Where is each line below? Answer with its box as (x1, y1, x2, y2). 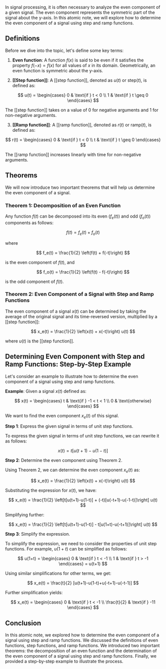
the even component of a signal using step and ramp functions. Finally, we (5, 653, 157, 659)
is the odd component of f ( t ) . (5, 279, 64, 284)
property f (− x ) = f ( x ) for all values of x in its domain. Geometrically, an (12, 62, 156, 68)
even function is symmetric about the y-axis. (12, 67, 103, 73)
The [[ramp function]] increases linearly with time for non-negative (5, 151, 142, 158)
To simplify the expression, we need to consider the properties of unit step (5, 541, 157, 547)
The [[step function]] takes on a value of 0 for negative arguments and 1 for (5, 107, 159, 113)
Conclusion (5, 619, 41, 627)
